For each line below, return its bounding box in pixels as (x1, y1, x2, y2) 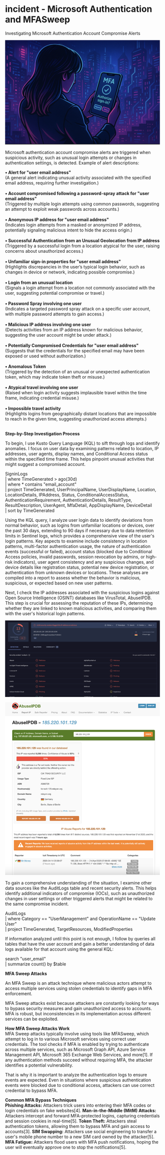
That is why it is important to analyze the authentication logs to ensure (5, 1072, 147, 1078)
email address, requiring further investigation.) (5, 180, 99, 186)
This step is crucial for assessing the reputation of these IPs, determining (5, 600, 153, 606)
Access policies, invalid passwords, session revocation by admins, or (5, 554, 145, 560)
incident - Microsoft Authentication (5, 3, 152, 15)
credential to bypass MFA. (5, 1087, 58, 1094)
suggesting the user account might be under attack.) (5, 332, 112, 338)
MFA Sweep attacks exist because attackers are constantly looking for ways (5, 1001, 160, 1006)
